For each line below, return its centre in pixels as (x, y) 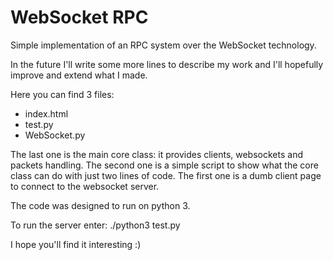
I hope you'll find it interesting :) (76, 244)
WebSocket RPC (79, 17)
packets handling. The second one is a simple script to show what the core (164, 165)
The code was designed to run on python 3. (100, 205)
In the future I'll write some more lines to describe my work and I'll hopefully (167, 64)
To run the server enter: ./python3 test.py (95, 225)
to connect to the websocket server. (85, 186)
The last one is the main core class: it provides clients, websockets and (156, 154)
